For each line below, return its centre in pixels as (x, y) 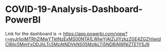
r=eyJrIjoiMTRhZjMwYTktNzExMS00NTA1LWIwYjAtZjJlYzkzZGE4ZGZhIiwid (83, 39)
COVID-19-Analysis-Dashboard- (74, 9)
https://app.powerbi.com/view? (95, 33)
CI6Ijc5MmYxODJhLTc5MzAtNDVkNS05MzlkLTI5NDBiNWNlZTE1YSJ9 (77, 44)
